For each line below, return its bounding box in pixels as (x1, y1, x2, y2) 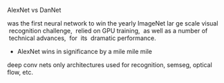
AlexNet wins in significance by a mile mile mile (17, 48, 152, 55)
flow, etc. (7, 68, 33, 76)
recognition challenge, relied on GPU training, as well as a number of (8, 27, 208, 35)
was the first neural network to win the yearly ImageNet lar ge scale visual (7, 19, 218, 27)
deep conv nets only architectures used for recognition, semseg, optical (7, 61, 212, 68)
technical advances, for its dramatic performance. (8, 34, 157, 42)
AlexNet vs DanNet (7, 6, 62, 14)
